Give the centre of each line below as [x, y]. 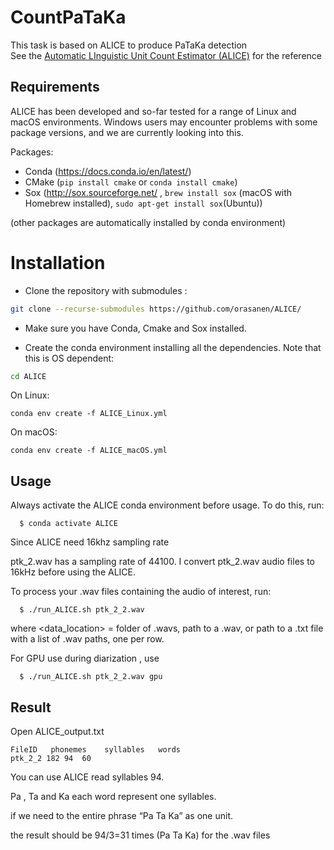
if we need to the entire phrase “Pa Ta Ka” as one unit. [121, 816]
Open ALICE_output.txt [57, 732]
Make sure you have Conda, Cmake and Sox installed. [135, 328]
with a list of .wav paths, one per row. [87, 639]
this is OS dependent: [69, 358]
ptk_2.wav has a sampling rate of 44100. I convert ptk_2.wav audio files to [162, 562]
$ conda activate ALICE [68, 524]
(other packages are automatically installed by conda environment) [148, 222]
